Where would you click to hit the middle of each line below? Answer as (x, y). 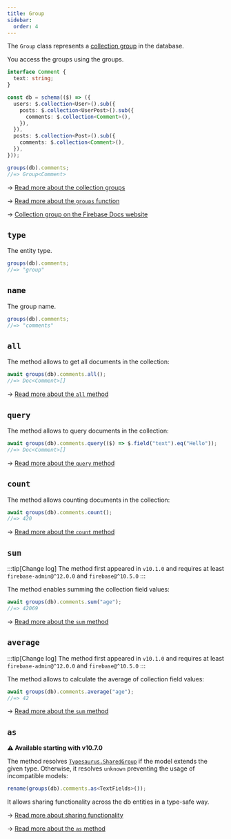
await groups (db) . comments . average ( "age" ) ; (71, 692)
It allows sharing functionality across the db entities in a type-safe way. (108, 802)
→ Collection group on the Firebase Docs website (78, 214)
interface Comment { (37, 72)
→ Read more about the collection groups (66, 187)
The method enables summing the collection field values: (89, 590)
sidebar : (20, 20)
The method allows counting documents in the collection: (89, 500)
